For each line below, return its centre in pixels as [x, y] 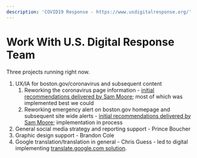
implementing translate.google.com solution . [71, 148]
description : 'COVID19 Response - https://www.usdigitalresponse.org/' [99, 12]
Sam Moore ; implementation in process [73, 122]
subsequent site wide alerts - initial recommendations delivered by [108, 115]
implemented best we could [59, 103]
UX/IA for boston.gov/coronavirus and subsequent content [88, 83]
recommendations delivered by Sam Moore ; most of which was [103, 96]
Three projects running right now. [48, 72]
